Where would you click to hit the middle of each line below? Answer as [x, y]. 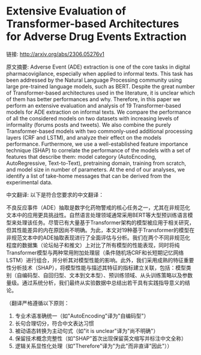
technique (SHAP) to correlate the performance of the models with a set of [98, 150]
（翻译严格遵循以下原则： [38, 303]
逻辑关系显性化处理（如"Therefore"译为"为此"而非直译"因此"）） [94, 346]
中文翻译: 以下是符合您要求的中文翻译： [55, 194]
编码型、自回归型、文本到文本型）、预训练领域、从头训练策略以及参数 [107, 275]
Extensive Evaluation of [66, 11]
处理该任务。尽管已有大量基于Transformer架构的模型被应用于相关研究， [106, 222]
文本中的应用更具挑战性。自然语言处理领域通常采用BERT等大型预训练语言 [97, 215]
